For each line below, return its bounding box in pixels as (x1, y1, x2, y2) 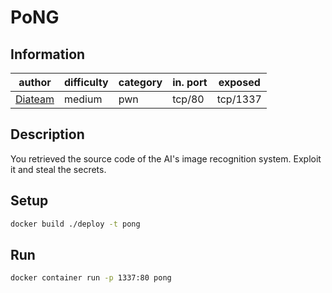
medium (63, 92, 103, 106)
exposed (218, 76, 261, 89)
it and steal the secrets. (10, 163, 107, 175)
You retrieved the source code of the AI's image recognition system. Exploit (10, 152, 322, 165)
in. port (172, 76, 208, 89)
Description (10, 126, 85, 143)
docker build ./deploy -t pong (10, 219, 141, 229)
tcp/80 (172, 92, 205, 106)
